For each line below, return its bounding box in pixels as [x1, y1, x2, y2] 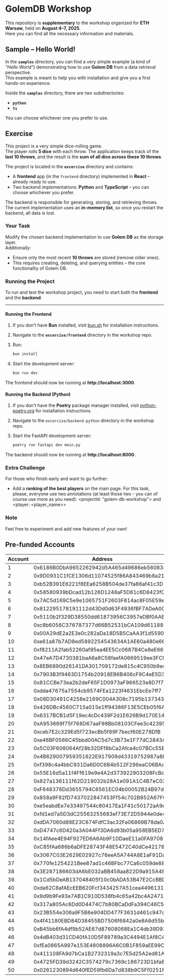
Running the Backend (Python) [5, 391, 71, 397]
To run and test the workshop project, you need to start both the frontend [5, 289, 158, 296]
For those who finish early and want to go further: [5, 476, 108, 482]
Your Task [5, 222, 30, 229]
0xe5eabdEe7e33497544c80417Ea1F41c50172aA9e [33, 802, 166, 809]
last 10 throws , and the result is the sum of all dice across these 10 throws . [5, 154, 162, 160]
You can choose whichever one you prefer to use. [5, 115, 109, 121]
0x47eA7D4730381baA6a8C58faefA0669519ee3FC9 [33, 654, 166, 661]
